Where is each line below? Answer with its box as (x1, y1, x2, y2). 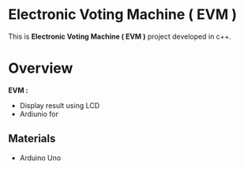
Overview (8, 59, 73, 77)
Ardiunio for (19, 109, 59, 118)
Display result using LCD (19, 100, 100, 110)
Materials (8, 132, 56, 145)
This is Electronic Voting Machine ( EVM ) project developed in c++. (8, 32, 231, 41)
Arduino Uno (19, 152, 62, 163)
